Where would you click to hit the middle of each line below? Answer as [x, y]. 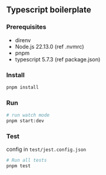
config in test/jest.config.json [46, 149]
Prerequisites [26, 27]
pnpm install [23, 87]
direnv [23, 40]
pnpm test [19, 166]
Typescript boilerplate [49, 10]
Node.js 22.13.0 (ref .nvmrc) [49, 46]
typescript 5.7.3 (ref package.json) [58, 59]
